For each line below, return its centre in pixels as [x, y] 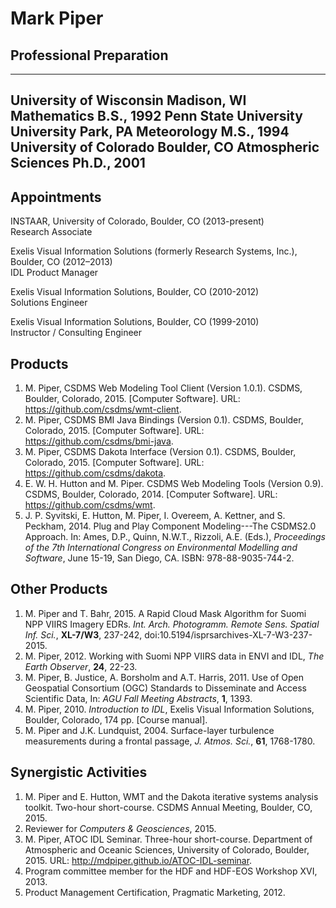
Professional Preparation [89, 55]
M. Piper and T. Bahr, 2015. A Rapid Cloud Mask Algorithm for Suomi [165, 613]
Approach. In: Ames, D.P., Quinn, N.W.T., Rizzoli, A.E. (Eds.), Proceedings [175, 537]
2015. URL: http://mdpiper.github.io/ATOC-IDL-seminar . [138, 860]
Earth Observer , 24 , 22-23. [81, 666]
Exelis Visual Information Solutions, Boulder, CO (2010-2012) [135, 292]
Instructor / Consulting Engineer [76, 333]
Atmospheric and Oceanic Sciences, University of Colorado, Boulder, [167, 849]
